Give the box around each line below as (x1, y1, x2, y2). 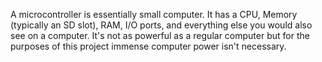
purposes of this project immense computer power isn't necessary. (10, 40, 287, 52)
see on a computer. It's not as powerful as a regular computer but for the (10, 30, 310, 41)
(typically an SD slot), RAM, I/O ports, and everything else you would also (10, 19, 313, 31)
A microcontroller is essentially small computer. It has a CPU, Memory (10, 9, 298, 20)
